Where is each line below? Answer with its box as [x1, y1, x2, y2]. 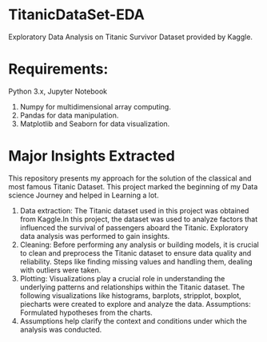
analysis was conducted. [19, 324, 102, 334]
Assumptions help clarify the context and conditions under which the [19, 316, 248, 325]
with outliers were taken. [19, 265, 102, 275]
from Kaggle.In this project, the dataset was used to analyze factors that [19, 214, 258, 224]
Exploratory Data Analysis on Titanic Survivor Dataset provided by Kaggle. [8, 32, 253, 42]
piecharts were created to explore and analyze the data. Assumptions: [19, 299, 251, 308]
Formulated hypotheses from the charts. [19, 308, 153, 317]
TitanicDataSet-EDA [8, 6, 145, 24]
